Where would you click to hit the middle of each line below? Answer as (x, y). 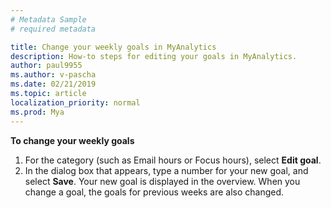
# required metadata (53, 29)
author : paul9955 (46, 66)
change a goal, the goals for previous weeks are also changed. (154, 192)
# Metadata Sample (48, 19)
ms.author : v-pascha (53, 75)
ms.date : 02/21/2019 (53, 84)
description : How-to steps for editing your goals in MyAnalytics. (154, 56)
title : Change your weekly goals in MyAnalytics (113, 47)
